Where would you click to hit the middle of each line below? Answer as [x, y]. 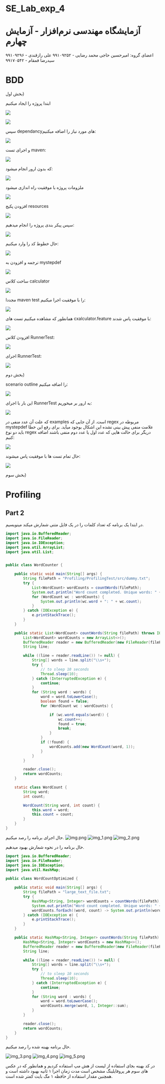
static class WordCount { [41, 787]
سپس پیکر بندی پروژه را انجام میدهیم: [40, 225]
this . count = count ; [53, 814]
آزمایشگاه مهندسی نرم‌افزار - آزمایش [73, 31]
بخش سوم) [16, 475]
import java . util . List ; [30, 552]
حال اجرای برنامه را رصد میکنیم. [35, 837]
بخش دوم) [15, 375]
